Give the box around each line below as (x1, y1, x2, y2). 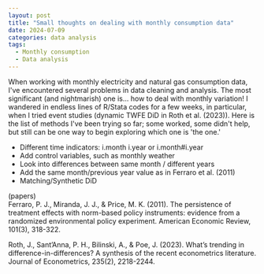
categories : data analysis (8, 33, 97, 42)
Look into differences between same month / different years (19, 159, 215, 168)
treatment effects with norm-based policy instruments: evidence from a (8, 208, 240, 217)
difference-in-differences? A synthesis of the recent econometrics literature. (8, 248, 257, 257)
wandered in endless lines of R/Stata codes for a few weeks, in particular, (8, 102, 247, 111)
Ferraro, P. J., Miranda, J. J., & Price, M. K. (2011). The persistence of (8, 199, 232, 209)
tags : (8, 41, 26, 49)
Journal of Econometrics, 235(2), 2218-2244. (8, 257, 155, 266)
